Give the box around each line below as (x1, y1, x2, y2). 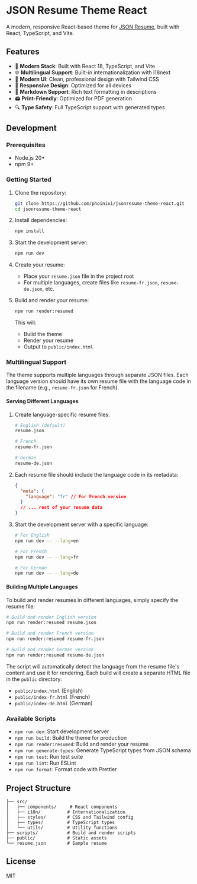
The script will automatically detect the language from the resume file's (6, 663, 180, 670)
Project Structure (6, 783, 71, 793)
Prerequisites (6, 141, 46, 149)
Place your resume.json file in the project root (23, 273, 134, 280)
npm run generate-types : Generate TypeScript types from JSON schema (14, 747, 191, 754)
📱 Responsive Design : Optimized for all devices (14, 81, 132, 89)
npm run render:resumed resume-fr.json (6, 636, 105, 642)
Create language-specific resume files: (14, 411, 111, 418)
